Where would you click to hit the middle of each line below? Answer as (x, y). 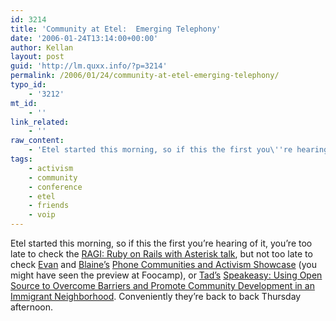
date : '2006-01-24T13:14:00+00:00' (84, 38)
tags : (21, 159)
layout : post (37, 57)
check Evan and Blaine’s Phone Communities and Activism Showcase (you (163, 264)
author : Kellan (42, 47)
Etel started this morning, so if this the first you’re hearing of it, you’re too (161, 243)
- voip (42, 215)
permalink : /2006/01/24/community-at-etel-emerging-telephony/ (145, 76)
